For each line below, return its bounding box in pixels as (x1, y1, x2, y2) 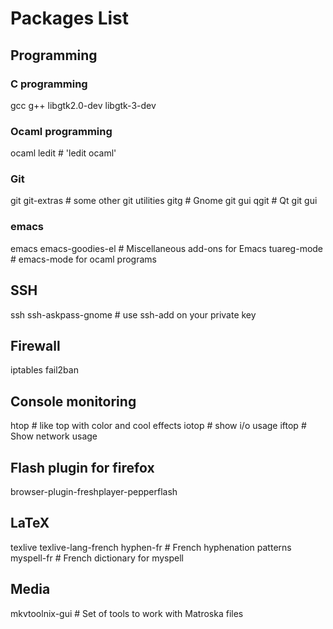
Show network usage (10, 430, 98, 442)
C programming (10, 77, 88, 91)
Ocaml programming (10, 124, 113, 138)
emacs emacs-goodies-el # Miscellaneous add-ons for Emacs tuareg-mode (10, 242, 324, 254)
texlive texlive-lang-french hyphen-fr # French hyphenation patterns (10, 541, 292, 553)
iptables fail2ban (10, 364, 79, 376)
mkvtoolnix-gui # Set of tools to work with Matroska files (10, 607, 244, 619)
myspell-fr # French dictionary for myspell (10, 552, 184, 564)
